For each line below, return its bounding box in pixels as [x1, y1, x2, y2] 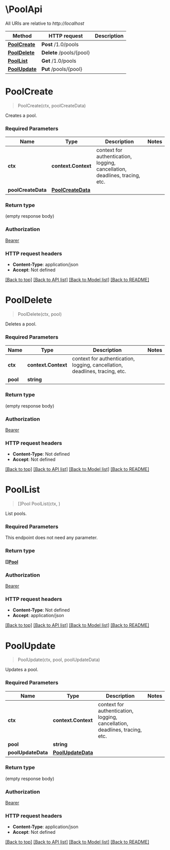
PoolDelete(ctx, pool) [17, 311, 62, 317]
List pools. [5, 510, 27, 517]
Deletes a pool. [5, 321, 37, 327]
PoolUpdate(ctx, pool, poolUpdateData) [17, 657, 100, 663]
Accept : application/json [12, 613, 64, 619]
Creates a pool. [5, 112, 37, 118]
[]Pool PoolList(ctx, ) [17, 501, 61, 507]
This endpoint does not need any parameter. [5, 535, 98, 541]
